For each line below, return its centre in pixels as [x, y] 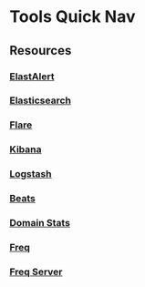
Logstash [31, 174]
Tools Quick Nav [72, 17]
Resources [41, 51]
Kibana [26, 149]
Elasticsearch [40, 100]
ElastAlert [32, 77]
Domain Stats [40, 223]
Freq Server [36, 272]
